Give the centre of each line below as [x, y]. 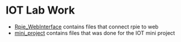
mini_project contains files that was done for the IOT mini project [95, 33]
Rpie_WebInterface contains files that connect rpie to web [86, 27]
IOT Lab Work [40, 10]
